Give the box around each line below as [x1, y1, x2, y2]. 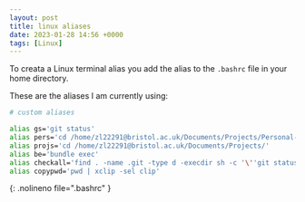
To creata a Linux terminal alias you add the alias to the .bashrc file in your [9, 63, 288, 74]
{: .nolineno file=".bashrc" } [9, 183, 112, 194]
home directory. [9, 73, 69, 84]
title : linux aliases [9, 22, 92, 31]
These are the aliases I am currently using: [9, 91, 169, 101]
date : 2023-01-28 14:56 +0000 [9, 30, 124, 39]
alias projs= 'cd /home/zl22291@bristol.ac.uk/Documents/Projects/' [9, 141, 271, 150]
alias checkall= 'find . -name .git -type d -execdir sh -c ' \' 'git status [9, 158, 299, 168]
